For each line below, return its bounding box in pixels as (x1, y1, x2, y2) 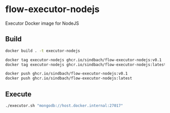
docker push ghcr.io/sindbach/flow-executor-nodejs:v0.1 (5, 71, 128, 76)
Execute (5, 90, 32, 98)
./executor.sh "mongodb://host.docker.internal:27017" (5, 103, 123, 108)
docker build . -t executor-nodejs (5, 48, 80, 53)
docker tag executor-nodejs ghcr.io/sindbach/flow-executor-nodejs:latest (5, 62, 166, 67)
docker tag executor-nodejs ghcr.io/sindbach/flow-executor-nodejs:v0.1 (5, 57, 162, 63)
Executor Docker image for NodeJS (5, 20, 79, 26)
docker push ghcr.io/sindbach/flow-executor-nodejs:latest (5, 76, 133, 81)
